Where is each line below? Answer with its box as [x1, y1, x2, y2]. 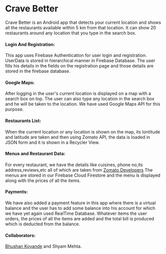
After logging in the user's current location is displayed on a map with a [5, 90, 152, 97]
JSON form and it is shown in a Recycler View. [5, 139, 100, 145]
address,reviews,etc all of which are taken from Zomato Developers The [5, 167, 153, 173]
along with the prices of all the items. [5, 177, 81, 184]
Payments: [5, 189, 28, 195]
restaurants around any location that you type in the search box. [5, 30, 137, 36]
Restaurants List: [5, 118, 41, 124]
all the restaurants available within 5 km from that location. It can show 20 [5, 24, 157, 30]
